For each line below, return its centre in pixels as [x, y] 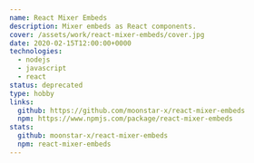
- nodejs [34, 60]
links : [22, 102]
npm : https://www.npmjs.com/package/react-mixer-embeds [125, 119]
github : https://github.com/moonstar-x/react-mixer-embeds [132, 110]
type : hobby [32, 93]
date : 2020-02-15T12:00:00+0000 [70, 43]
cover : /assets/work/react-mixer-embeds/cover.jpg [107, 34]
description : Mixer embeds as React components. [103, 26]
